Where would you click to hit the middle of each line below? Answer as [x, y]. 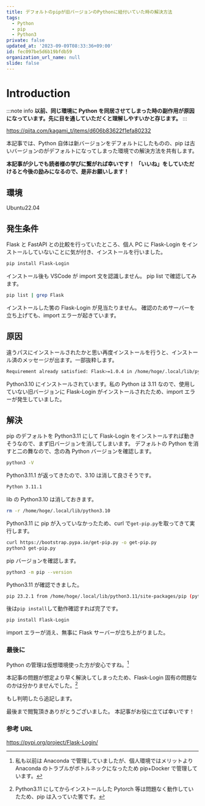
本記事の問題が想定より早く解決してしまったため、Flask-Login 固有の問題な [102, 678]
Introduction [38, 93]
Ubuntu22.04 [23, 208]
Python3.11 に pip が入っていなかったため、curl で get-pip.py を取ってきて [98, 523]
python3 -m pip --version [39, 572]
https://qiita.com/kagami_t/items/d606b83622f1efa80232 [79, 131]
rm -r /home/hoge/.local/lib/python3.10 [59, 511]
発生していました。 [41, 399]
